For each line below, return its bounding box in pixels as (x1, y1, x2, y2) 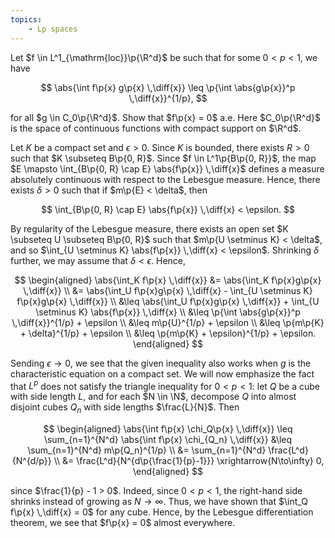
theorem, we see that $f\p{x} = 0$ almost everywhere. (10, 516, 236, 528)
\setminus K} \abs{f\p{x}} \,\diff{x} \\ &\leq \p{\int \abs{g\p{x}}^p (35, 306, 301, 318)
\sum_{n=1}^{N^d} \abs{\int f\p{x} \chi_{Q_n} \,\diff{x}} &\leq (43, 433, 293, 445)
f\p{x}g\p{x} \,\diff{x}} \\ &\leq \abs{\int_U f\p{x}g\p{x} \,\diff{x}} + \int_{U (16, 295, 320, 307)
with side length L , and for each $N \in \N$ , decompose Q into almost (10, 391, 297, 403)
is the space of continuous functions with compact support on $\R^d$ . (10, 122, 302, 134)
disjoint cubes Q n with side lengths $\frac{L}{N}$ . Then (10, 401, 240, 415)
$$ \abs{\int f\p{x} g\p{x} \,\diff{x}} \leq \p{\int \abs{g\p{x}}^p (40, 81, 296, 93)
